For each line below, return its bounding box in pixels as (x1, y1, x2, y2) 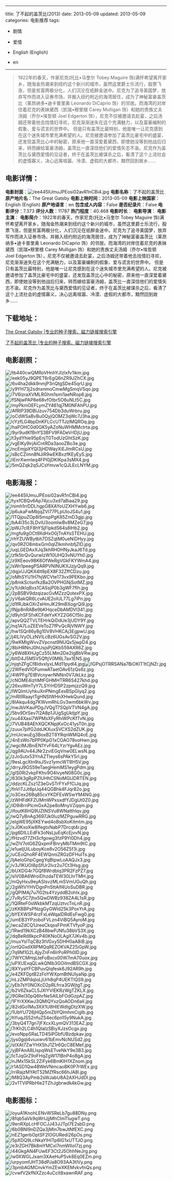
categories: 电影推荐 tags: (5, 17, 60, 23)
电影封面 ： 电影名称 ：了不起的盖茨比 (5, 188, 165, 195)
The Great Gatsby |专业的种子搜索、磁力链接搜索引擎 (5, 328, 117, 334)
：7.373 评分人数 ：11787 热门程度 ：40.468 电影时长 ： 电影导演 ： (18, 208, 156, 214)
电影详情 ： (5, 174, 39, 183)
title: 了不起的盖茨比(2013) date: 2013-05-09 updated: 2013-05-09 (5, 11, 146, 17)
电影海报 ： (5, 478, 39, 487)
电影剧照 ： (5, 356, 39, 365)
